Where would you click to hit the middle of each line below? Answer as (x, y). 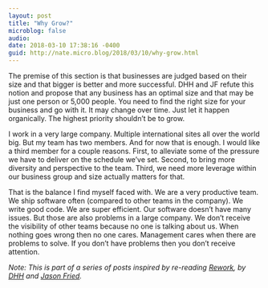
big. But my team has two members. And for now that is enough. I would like (134, 142)
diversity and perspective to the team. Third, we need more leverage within (132, 168)
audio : (19, 38)
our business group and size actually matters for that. (97, 176)
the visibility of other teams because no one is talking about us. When (124, 226)
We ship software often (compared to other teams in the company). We (126, 201)
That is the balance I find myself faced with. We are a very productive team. (134, 192)
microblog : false (37, 30)
